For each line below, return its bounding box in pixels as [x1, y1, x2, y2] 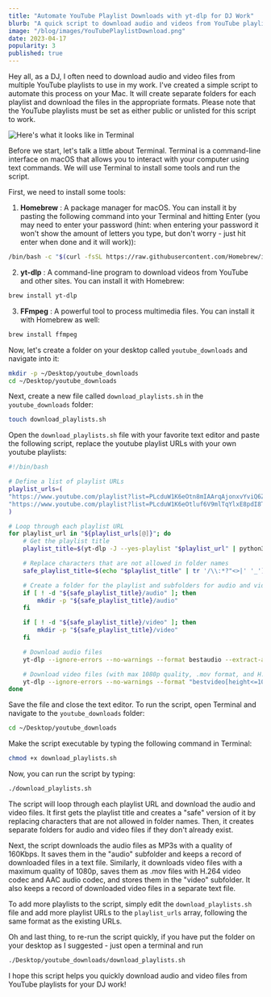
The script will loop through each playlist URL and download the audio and [8, 799, 256, 809]
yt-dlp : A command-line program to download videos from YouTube [19, 267, 248, 277]
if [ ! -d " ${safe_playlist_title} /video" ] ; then [23, 619, 197, 627]
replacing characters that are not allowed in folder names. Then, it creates [8, 816, 254, 826]
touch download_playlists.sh [8, 415, 106, 424]
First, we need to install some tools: [8, 187, 127, 196]
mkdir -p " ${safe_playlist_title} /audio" [37, 596, 179, 604]
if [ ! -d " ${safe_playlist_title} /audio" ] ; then [23, 589, 197, 597]
